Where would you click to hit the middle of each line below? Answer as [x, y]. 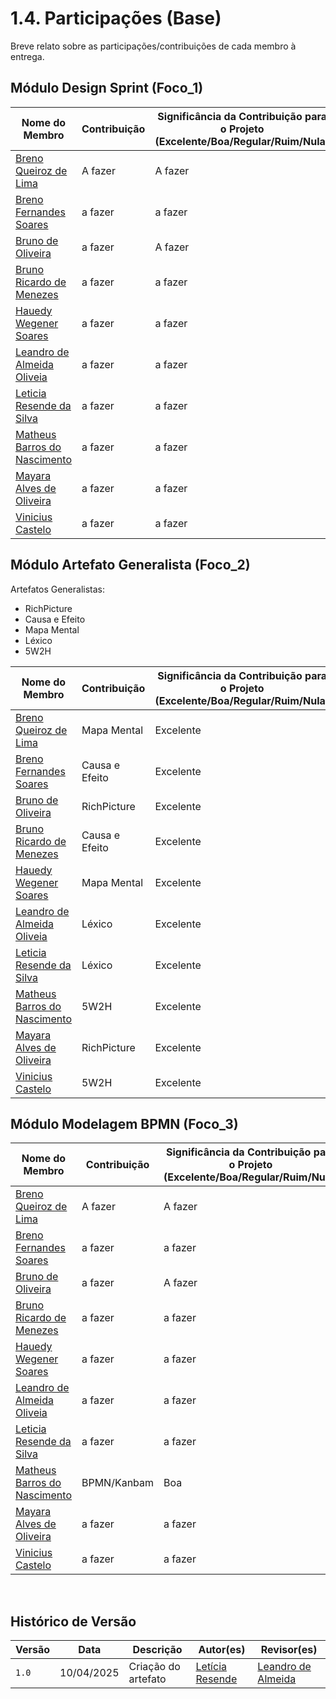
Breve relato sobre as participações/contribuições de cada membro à [153, 46]
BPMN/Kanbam [118, 1483]
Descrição [157, 1650]
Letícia [211, 1667]
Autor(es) [222, 1650]
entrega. [27, 56]
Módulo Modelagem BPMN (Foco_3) [124, 1123]
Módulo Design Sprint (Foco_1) [107, 88]
